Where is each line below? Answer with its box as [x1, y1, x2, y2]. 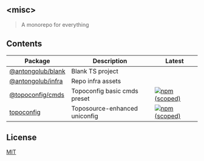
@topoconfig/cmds [9, 91, 65, 99]
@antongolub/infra [9, 77, 63, 85]
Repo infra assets [71, 77, 121, 85]
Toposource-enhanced [71, 104, 138, 112]
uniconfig [71, 112, 98, 120]
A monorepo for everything [21, 21, 89, 28]
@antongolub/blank [9, 67, 66, 75]
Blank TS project [71, 67, 118, 75]
